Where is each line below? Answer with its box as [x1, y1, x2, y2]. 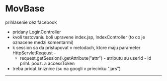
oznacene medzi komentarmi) [12, 39, 74, 45]
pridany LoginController [12, 29, 61, 35]
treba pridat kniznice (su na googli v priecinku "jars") [12, 65, 121, 72]
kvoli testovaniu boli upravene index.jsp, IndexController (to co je [12, 34, 145, 40]
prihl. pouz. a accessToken [19, 60, 75, 66]
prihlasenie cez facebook [5, 19, 57, 25]
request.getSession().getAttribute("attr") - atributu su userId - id [19, 55, 152, 61]
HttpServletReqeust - [12, 50, 56, 56]
